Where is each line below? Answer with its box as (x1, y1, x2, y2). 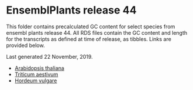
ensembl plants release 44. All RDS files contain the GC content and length (6, 29, 188, 36)
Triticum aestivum (14, 71, 59, 78)
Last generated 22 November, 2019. (6, 53, 93, 60)
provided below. (6, 42, 45, 49)
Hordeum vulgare (14, 77, 58, 84)
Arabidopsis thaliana (14, 64, 65, 71)
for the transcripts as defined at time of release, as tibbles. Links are (6, 35, 172, 42)
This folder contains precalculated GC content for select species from (6, 23, 175, 30)
